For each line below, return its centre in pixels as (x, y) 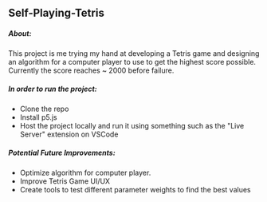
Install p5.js (38, 117)
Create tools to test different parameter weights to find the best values (135, 190)
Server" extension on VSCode (69, 134)
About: (20, 33)
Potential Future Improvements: (62, 152)
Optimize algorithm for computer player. (85, 173)
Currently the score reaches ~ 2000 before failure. (91, 70)
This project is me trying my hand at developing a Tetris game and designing (134, 53)
